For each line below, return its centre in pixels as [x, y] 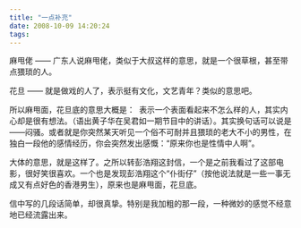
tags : [19, 34]
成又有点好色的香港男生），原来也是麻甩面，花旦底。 [105, 185]
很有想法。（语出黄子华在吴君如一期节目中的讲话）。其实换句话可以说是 [162, 121]
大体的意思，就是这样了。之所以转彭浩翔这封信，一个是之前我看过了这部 [142, 163]
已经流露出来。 [44, 215]
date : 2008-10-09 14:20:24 [60, 26]
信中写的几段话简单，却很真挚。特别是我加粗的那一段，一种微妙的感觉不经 [146, 204]
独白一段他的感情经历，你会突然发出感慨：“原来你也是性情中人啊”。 [134, 143]
